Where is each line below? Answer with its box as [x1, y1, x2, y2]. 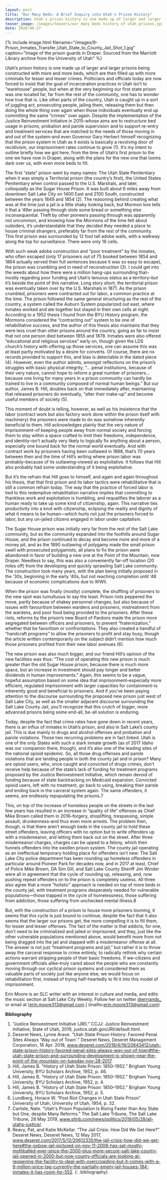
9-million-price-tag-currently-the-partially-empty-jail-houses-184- [12, 1164, 149, 1170]
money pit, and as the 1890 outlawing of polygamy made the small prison [5, 542, 155, 548]
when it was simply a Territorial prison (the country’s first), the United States [5, 175, 162, 181]
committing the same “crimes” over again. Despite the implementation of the [5, 113, 162, 118]
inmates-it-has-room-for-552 [12, 1169, 73, 1175]
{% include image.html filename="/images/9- [5, 39, 98, 45]
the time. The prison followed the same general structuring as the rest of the [5, 296, 162, 302]
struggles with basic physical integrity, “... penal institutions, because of [5, 364, 153, 371]
